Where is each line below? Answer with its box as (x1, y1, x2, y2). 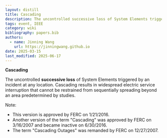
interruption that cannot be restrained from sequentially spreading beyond (5, 87, 157, 93)
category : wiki (5, 26, 37, 31)
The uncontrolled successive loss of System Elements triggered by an (5, 76, 150, 82)
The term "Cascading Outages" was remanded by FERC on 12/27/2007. (12, 128, 159, 134)
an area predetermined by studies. (5, 92, 76, 98)
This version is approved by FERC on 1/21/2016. (12, 112, 110, 118)
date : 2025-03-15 (5, 49, 41, 54)
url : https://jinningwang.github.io (14, 44, 90, 49)
